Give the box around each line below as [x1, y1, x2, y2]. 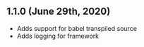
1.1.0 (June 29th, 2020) [6, 6, 111, 18]
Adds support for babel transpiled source [16, 24, 137, 32]
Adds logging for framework [16, 32, 100, 40]
